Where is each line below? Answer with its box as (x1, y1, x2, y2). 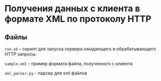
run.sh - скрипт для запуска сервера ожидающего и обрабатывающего (4, 46, 156, 52)
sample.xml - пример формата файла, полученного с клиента (4, 61, 133, 66)
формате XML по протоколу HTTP (4, 13, 152, 25)
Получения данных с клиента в (4, 3, 140, 14)
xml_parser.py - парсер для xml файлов (4, 70, 87, 76)
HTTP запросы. (4, 51, 37, 57)
